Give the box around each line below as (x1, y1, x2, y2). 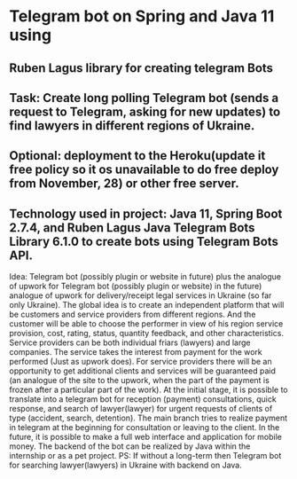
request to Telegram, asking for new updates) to (9, 104, 281, 119)
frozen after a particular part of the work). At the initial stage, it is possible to (9, 384, 288, 396)
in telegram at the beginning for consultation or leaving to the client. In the (9, 422, 280, 433)
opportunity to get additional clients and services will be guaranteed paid (9, 365, 277, 376)
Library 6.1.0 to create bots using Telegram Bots (9, 233, 279, 249)
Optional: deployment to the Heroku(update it (9, 148, 266, 163)
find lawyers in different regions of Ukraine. (9, 118, 255, 133)
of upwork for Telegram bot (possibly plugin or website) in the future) (9, 281, 262, 292)
